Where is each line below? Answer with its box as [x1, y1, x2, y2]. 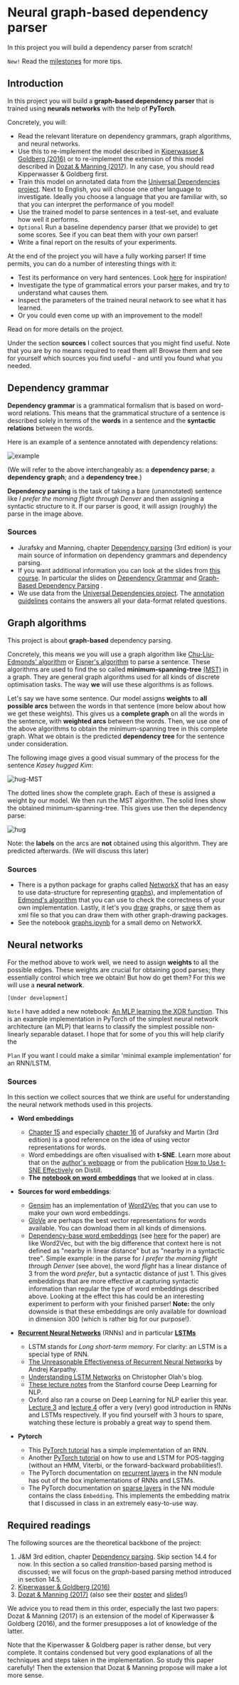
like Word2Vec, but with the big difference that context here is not [28, 1239, 222, 1248]
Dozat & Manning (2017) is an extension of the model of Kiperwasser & [7, 1612, 215, 1620]
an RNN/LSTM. [7, 1059, 51, 1067]
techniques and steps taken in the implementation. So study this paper [7, 1656, 214, 1664]
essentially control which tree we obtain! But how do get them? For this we [7, 973, 226, 982]
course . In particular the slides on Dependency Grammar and [17, 574, 197, 582]
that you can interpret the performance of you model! [17, 200, 174, 208]
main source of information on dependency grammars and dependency [17, 551, 228, 559]
